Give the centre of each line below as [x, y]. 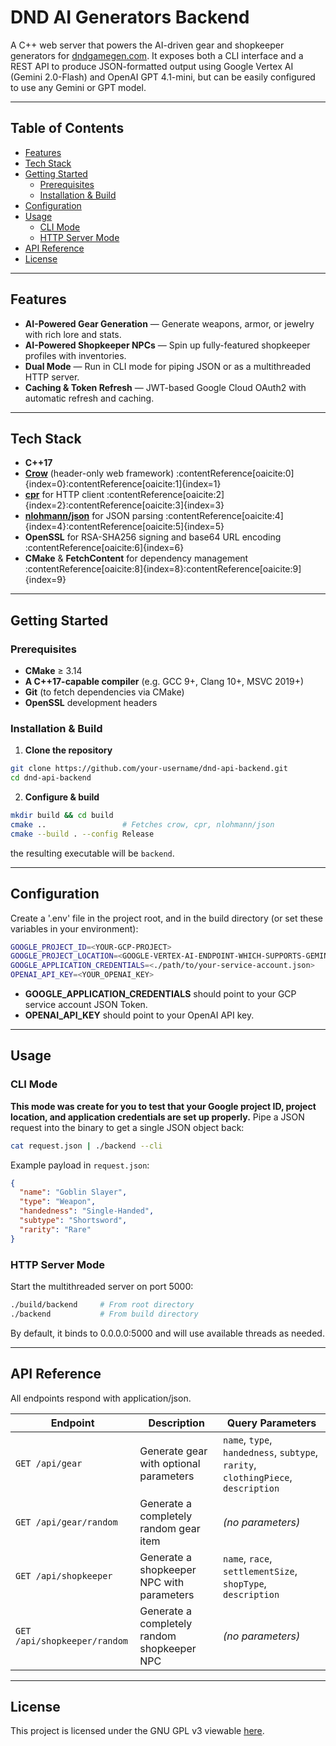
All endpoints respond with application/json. [101, 1398]
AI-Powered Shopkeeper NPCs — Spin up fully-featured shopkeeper [167, 345]
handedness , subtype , [271, 1452]
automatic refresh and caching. [89, 398]
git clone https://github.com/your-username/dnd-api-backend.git [149, 769]
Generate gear [173, 1451]
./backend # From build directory [104, 1314]
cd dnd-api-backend [51, 778]
